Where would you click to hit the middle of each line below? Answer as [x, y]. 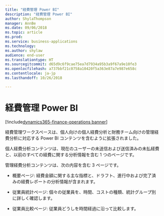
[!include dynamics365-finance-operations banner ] [56, 122]
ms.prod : [14, 37]
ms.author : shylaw [24, 50]
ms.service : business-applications [41, 42]
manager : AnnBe [21, 23]
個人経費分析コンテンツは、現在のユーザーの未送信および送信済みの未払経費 [82, 148]
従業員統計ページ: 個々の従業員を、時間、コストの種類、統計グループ [82, 192]
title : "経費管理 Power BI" [32, 10]
